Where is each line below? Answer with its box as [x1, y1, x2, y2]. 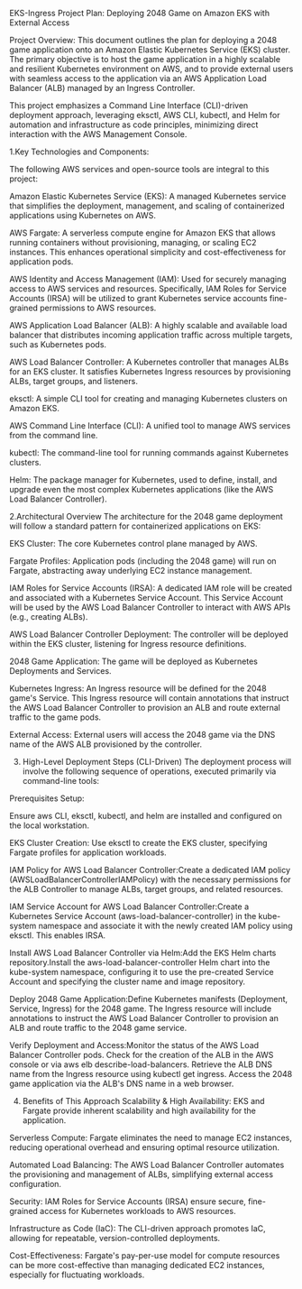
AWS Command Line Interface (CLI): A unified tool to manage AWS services [9, 420, 291, 431]
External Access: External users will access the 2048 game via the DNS [9, 730, 276, 740]
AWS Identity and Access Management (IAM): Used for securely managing [9, 274, 287, 284]
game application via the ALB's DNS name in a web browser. [9, 1078, 234, 1089]
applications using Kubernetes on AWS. [9, 210, 156, 220]
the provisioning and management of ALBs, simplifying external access [9, 1169, 273, 1180]
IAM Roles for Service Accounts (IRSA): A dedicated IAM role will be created [9, 583, 293, 594]
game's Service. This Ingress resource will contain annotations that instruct [9, 693, 289, 703]
